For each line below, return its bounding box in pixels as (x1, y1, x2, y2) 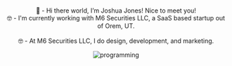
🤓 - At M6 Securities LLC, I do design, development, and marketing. (18, 37, 214, 45)
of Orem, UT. (97, 22, 135, 30)
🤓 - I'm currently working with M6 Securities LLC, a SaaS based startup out (7, 14, 225, 22)
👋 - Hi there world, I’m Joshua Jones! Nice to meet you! (35, 6, 197, 15)
